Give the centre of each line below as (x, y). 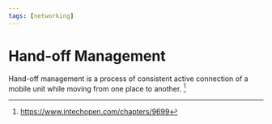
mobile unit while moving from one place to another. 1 (97, 88)
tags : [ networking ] (41, 16)
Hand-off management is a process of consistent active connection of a (128, 79)
